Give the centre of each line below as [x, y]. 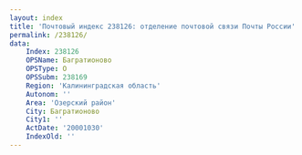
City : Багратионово [63, 111]
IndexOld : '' [51, 137]
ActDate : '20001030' [65, 129]
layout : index [36, 18]
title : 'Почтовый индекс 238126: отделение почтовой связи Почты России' [153, 26]
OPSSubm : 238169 [57, 77]
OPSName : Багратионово [69, 60]
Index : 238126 [52, 52]
